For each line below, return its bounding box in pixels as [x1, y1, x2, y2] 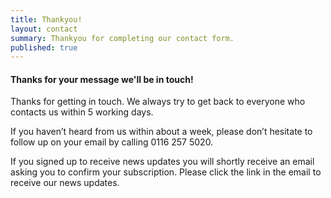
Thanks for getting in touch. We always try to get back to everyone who [10, 96, 306, 108]
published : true [10, 42, 78, 53]
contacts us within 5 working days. [10, 106, 154, 118]
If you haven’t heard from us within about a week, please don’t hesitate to [10, 126, 313, 138]
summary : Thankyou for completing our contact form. [10, 33, 235, 43]
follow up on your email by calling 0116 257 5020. [10, 136, 214, 148]
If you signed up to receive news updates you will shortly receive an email [10, 156, 315, 168]
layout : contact [10, 24, 78, 34]
